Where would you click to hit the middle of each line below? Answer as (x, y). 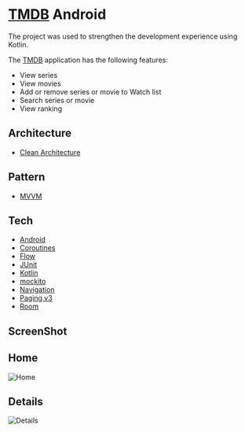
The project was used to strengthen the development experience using (123, 36)
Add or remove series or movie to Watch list (90, 91)
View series (38, 75)
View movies (40, 83)
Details (26, 402)
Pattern (27, 177)
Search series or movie (57, 100)
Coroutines (37, 248)
